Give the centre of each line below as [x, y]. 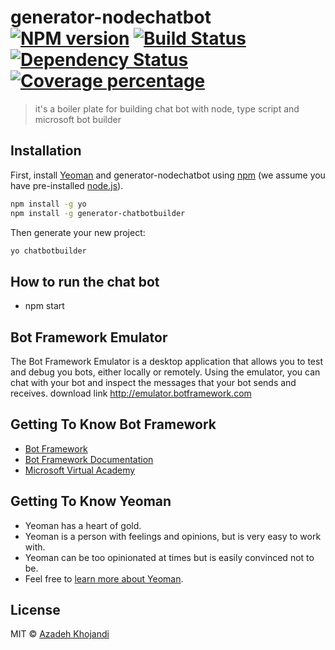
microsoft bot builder [78, 119]
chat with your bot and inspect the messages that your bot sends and [153, 382]
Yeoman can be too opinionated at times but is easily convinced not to [169, 557]
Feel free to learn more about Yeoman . [104, 578]
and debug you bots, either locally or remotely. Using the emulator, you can [165, 372]
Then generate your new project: [78, 232]
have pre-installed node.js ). [67, 185]
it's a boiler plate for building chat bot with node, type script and [167, 108]
